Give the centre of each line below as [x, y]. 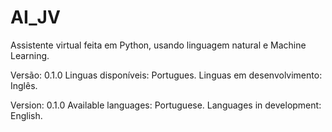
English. [26, 115]
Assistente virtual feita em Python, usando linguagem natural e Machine [158, 45]
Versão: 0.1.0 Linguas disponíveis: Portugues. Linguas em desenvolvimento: [166, 75]
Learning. [30, 55]
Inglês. [24, 85]
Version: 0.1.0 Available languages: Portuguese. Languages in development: [166, 105]
